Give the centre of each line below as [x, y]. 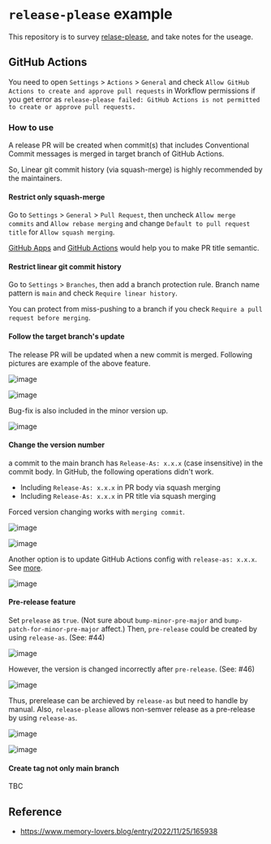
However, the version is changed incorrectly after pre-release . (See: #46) [132, 669]
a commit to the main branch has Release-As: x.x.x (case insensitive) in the [136, 463]
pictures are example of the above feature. [80, 363]
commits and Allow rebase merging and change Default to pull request [129, 224]
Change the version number [57, 445]
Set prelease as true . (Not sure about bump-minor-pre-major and [116, 620]
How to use [31, 127]
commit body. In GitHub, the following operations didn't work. [111, 471]
